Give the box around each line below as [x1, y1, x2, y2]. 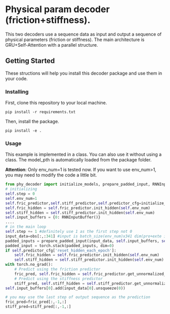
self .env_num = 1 [5, 196, 37, 201]
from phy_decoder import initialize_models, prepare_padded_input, [5, 182, 151, 187]
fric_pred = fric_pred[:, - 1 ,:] [5, 299, 67, 305]
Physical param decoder [5, 4, 110, 15]
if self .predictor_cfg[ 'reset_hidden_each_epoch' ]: [5, 248, 116, 253]
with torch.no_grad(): [5, 262, 53, 267]
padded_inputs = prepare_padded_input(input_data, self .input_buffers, [5, 238, 159, 243]
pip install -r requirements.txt [5, 110, 76, 115]
